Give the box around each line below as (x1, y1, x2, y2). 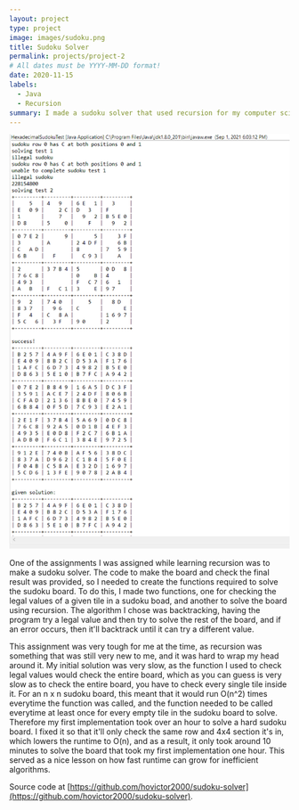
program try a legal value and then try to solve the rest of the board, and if (9, 615, 282, 626)
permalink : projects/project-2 (9, 52, 125, 61)
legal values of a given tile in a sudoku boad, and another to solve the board (9, 595, 287, 606)
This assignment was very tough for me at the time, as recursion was (9, 642, 263, 652)
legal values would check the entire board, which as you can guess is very (9, 669, 282, 681)
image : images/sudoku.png (9, 33, 105, 42)
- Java (17, 89, 42, 98)
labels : (9, 80, 38, 89)
